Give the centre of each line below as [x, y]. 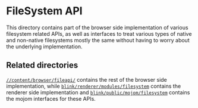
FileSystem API [44, 11]
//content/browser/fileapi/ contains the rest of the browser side [87, 79]
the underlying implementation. [44, 47]
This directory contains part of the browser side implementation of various [97, 27]
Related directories [42, 65]
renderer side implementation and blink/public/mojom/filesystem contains [98, 92]
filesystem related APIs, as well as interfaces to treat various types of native [99, 33]
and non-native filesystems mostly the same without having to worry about [98, 40]
